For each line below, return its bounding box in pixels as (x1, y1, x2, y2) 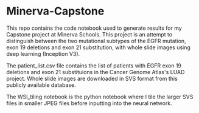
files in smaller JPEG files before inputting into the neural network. (6, 99, 172, 107)
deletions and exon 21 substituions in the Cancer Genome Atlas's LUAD (6, 68, 185, 75)
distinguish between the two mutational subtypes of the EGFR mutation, (6, 37, 187, 44)
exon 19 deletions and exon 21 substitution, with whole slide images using (6, 44, 190, 51)
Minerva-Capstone (6, 4, 105, 18)
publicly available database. (6, 81, 76, 89)
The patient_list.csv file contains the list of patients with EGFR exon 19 (6, 62, 181, 69)
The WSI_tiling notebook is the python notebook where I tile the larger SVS (6, 93, 194, 100)
